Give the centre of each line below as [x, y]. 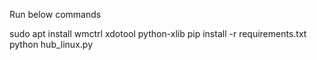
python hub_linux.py [51, 44]
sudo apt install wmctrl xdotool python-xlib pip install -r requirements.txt [158, 33]
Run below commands [55, 14]
